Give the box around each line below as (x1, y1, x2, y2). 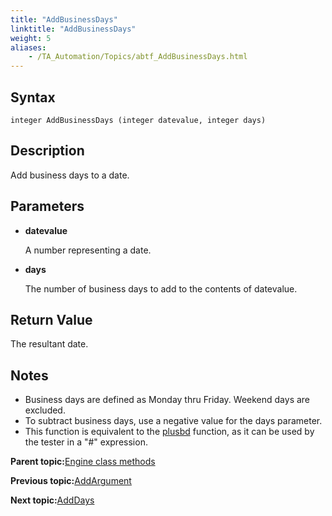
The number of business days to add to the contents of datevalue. (24, 282, 298, 295)
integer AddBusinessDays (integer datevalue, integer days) (10, 115, 267, 125)
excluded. (24, 404, 66, 416)
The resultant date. (10, 338, 89, 350)
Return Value (10, 311, 93, 328)
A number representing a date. (24, 244, 152, 256)
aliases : (10, 42, 47, 53)
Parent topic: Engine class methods (10, 456, 156, 468)
